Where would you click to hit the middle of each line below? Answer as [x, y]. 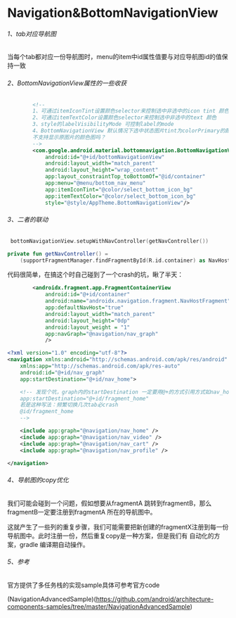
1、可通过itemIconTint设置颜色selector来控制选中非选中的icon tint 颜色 [131, 111]
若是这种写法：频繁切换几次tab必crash [69, 405]
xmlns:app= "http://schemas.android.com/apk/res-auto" [100, 366]
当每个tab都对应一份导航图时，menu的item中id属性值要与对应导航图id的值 [115, 57]
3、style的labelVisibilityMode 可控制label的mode [103, 125]
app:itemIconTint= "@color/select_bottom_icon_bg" [119, 189]
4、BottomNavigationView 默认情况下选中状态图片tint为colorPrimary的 [129, 131]
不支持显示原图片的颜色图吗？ [69, 137]
